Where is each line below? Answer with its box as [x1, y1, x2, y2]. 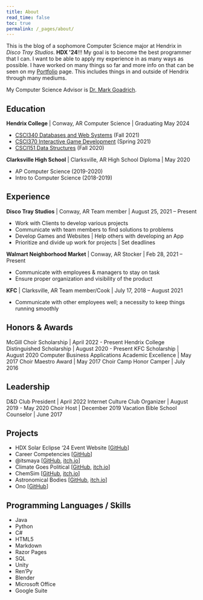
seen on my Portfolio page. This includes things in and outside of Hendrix [6, 68, 189, 76]
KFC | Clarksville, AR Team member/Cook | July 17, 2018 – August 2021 [6, 287, 183, 294]
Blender [14, 574, 35, 581]
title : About [6, 8, 39, 15]
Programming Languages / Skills [6, 500, 131, 510]
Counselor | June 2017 [6, 411, 62, 418]
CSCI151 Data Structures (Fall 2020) [14, 145, 105, 152]
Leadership [6, 382, 50, 392]
